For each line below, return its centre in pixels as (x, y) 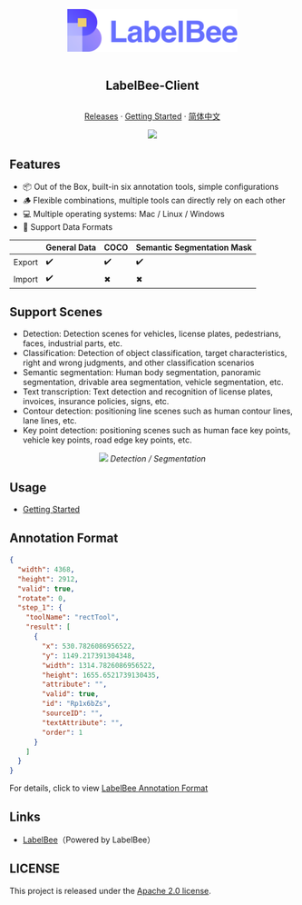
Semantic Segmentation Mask (194, 247)
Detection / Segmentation (158, 459)
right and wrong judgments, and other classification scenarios (138, 363)
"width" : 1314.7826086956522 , (99, 665)
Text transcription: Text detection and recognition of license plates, (148, 392)
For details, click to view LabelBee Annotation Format (109, 788)
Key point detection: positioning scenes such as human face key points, (156, 431)
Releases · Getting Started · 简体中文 (152, 116)
